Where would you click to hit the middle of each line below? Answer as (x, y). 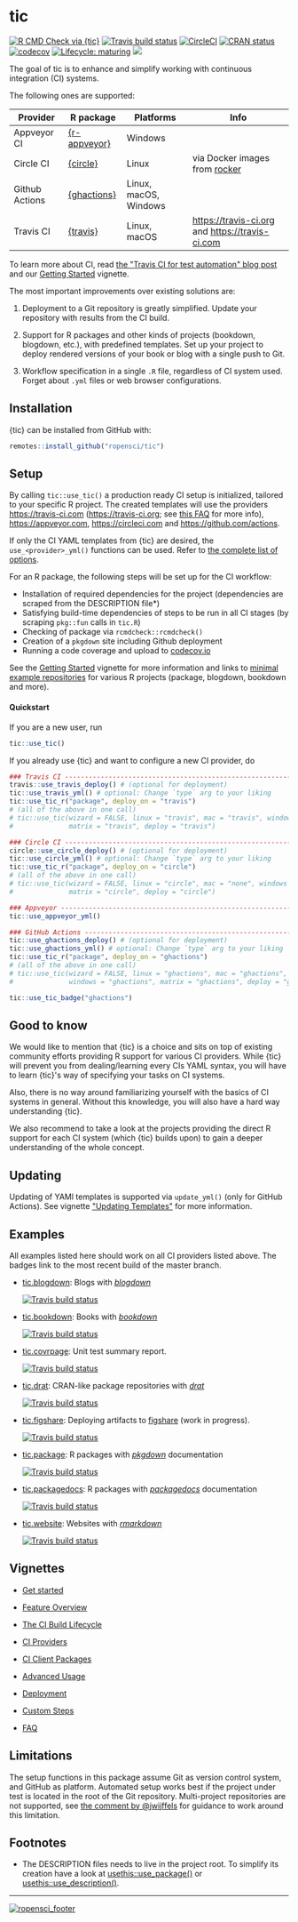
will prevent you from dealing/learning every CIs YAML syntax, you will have (148, 1066)
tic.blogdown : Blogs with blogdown (86, 1282)
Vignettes (37, 1569)
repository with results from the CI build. (96, 317)
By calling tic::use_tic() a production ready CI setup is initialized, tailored (146, 495)
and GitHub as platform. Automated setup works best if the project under (143, 1786)
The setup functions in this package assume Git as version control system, (145, 1777)
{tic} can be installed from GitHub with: (80, 429)
